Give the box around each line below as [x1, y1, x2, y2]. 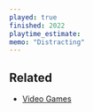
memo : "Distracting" [9, 37, 86, 47]
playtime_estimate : [9, 29, 81, 38]
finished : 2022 [9, 21, 66, 30]
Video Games [21, 93, 73, 104]
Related [9, 70, 53, 85]
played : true [9, 12, 58, 22]
